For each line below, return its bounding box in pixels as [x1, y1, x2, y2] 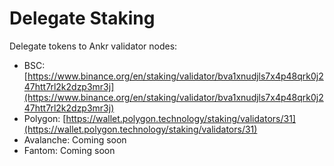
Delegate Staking [9, 7, 156, 30]
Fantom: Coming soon [23, 144, 116, 156]
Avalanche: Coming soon [23, 133, 127, 146]
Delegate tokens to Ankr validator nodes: [9, 40, 178, 52]
